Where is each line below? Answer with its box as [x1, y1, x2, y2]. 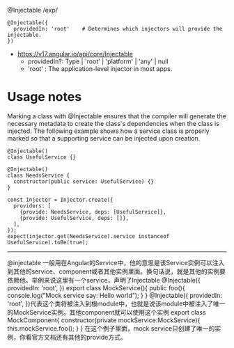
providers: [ [13, 202, 52, 209]
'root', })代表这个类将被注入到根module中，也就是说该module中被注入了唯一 [7, 299, 226, 308]
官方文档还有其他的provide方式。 [31, 333, 127, 341]
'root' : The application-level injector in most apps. [27, 65, 173, 72]
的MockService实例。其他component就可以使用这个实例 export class [7, 308, 207, 316]
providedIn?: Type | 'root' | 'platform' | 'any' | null [27, 57, 169, 65]
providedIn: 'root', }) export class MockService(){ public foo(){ [7, 283, 186, 292]
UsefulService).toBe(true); [7, 239, 89, 246]
